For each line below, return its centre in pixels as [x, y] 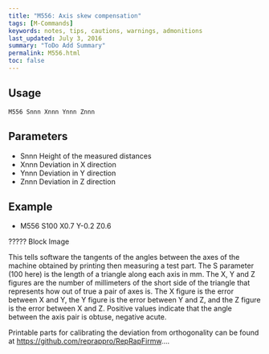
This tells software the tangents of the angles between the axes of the [124, 257]
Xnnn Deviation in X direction [68, 164]
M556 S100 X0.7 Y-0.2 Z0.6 [65, 226]
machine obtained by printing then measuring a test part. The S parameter [131, 265]
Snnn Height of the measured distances [86, 156]
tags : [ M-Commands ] [41, 23]
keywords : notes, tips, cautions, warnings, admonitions [106, 31]
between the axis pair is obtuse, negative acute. [88, 317]
